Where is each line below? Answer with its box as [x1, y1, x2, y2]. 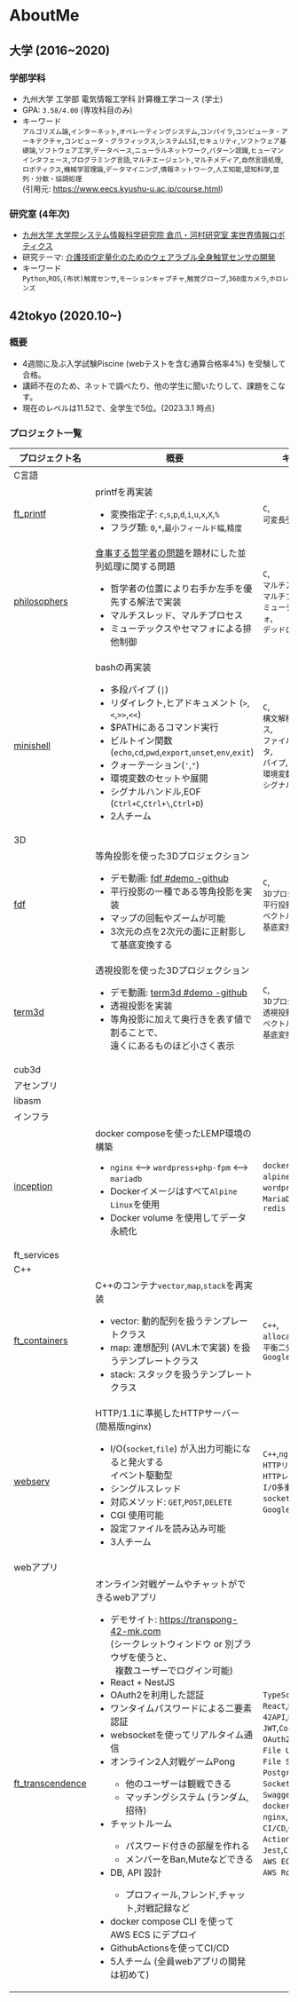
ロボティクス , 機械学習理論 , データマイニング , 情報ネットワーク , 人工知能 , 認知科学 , [21, 163, 273, 174]
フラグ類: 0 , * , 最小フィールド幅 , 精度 [110, 521, 242, 534]
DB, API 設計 [110, 1866, 162, 1879]
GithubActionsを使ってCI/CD [110, 1942, 230, 1954]
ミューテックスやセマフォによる [110, 622, 244, 635]
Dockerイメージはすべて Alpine [110, 1185, 238, 1198]
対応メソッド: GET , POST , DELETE [110, 1496, 232, 1508]
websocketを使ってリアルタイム [110, 1729, 245, 1741]
